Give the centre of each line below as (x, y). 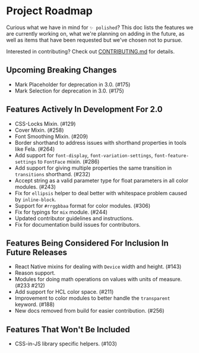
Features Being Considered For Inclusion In (88, 243)
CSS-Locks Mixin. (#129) (45, 123)
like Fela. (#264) (35, 149)
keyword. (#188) (35, 304)
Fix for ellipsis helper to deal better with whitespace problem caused (101, 193)
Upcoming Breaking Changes (61, 70)
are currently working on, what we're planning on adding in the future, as (95, 33)
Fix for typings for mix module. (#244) (61, 212)
